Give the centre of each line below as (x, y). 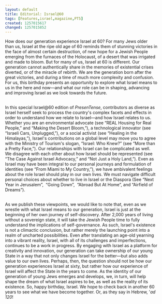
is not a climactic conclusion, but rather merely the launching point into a (77, 230)
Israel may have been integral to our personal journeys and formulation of (78, 164)
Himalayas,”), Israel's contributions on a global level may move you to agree (81, 138)
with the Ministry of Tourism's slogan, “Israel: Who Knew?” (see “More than (80, 144)
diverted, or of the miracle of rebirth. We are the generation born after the (78, 72)
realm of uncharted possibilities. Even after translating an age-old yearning (80, 235)
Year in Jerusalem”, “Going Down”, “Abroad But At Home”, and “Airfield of (79, 185)
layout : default (21, 9)
